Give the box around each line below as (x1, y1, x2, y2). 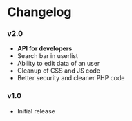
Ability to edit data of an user (17, 59, 100, 68)
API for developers (17, 44, 73, 53)
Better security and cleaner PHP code (17, 74, 125, 82)
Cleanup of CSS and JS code (17, 66, 100, 75)
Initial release (17, 106, 55, 115)
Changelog (7, 4, 72, 20)
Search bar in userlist (17, 52, 78, 60)
